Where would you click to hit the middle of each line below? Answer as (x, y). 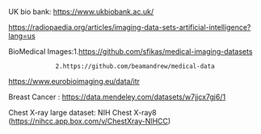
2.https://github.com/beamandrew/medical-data (135, 66)
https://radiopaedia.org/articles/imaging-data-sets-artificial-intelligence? (130, 27)
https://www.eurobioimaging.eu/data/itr (74, 81)
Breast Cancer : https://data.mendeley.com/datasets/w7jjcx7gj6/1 (117, 97)
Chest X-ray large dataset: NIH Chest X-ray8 (83, 113)
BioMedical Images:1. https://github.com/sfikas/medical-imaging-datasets (130, 51)
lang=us (22, 36)
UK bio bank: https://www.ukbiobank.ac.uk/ (81, 12)
